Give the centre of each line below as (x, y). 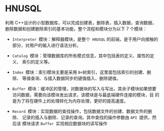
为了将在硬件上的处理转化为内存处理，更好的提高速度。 (72, 101)
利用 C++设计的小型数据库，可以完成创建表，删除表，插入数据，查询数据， (81, 22)
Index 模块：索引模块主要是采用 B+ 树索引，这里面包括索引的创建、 (80, 72)
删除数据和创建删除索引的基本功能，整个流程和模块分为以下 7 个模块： (76, 29)
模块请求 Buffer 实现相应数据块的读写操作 (65, 123)
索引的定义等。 (37, 62)
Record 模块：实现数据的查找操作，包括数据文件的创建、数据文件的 (80, 111)
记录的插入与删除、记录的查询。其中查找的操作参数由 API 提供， (87, 117)
